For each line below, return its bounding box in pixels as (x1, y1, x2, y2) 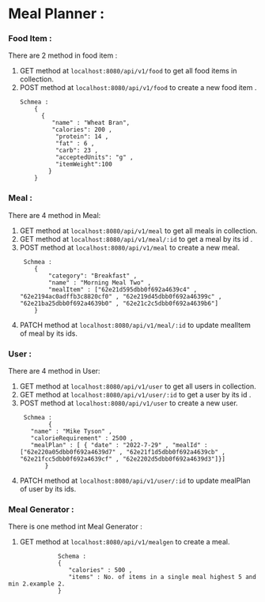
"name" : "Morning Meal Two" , (48, 278, 152, 287)
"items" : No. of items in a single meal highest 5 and (68, 574, 257, 581)
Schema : (58, 552, 87, 561)
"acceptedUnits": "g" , (55, 153, 134, 162)
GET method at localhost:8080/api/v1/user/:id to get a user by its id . (19, 390, 252, 400)
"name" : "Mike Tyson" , (30, 427, 112, 435)
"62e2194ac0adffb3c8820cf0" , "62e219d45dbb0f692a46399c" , (19, 292, 222, 300)
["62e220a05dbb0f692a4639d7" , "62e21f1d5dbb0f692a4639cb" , (19, 448, 226, 457)
